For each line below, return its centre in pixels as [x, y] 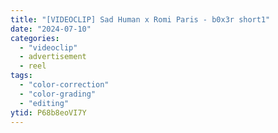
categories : [35, 38]
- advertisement [53, 57]
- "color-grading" [58, 94]
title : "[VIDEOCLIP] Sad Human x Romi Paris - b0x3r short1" [140, 19]
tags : [21, 76]
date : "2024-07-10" [51, 29]
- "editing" [44, 103]
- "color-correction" [64, 85]
